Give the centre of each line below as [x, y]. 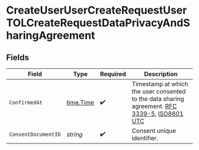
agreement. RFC [154, 106]
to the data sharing [158, 99]
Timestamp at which [160, 84]
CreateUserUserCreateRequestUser [97, 10]
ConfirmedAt [26, 102]
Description [161, 74]
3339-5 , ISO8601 [158, 114]
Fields [18, 57]
